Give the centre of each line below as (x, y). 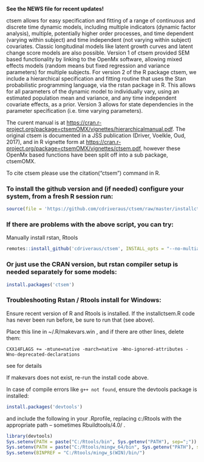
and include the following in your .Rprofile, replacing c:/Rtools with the (94, 418)
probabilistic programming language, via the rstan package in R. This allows (101, 85)
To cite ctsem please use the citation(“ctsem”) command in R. (83, 173)
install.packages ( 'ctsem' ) (40, 285)
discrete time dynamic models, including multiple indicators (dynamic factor (101, 27)
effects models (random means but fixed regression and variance (88, 66)
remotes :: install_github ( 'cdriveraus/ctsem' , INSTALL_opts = (85, 249)
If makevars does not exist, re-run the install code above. (78, 377)
